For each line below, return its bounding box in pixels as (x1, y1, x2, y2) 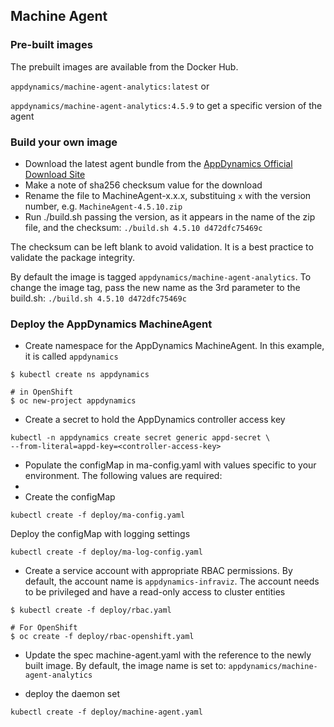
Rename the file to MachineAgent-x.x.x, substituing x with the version (24, 189, 312, 201)
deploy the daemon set (24, 688, 120, 700)
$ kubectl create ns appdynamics (10, 370, 150, 380)
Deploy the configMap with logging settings (10, 528, 191, 540)
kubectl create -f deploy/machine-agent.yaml (10, 707, 203, 718)
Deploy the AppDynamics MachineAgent (10, 317, 213, 331)
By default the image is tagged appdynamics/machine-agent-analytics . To (10, 270, 312, 283)
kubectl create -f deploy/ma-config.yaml (10, 510, 186, 521)
